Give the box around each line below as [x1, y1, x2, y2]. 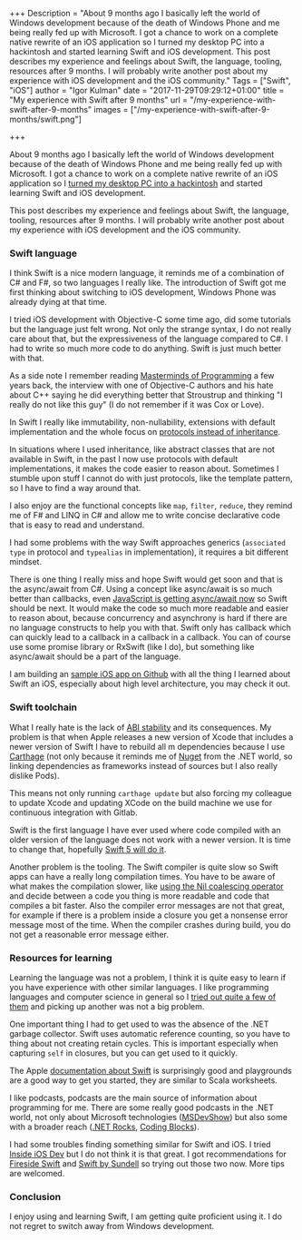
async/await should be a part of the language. [9, 651, 181, 662]
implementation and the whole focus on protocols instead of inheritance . [9, 427, 281, 438]
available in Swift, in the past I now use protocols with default [9, 454, 239, 465]
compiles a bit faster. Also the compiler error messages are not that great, [9, 900, 286, 910]
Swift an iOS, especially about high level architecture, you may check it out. [9, 678, 291, 689]
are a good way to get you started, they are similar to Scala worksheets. [9, 1075, 278, 1086]
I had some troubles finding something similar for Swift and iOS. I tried [9, 1138, 271, 1149]
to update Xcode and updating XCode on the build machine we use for [9, 797, 273, 808]
